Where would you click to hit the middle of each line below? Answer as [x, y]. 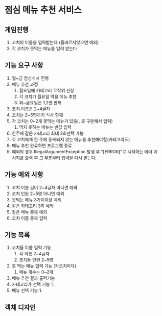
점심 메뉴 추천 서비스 [43, 10]
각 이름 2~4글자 [34, 254]
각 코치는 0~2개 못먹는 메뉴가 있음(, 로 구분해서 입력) [62, 121]
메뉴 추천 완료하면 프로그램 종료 [42, 146]
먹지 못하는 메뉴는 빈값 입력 [45, 127]
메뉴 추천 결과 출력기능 [33, 278]
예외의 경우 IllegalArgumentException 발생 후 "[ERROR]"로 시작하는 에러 [82, 151]
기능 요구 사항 [24, 65]
